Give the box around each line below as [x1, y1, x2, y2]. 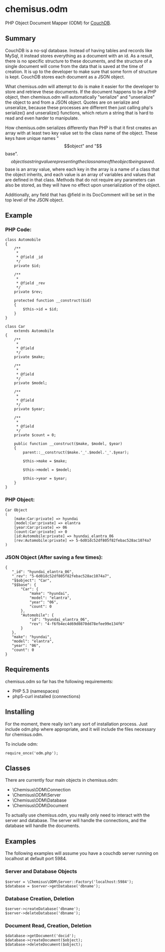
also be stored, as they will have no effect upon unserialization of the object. [5, 182, 161, 188]
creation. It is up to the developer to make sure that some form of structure [5, 68, 157, 74]
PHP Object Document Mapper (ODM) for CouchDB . [5, 20, 112, 26]
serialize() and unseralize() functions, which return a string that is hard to [5, 110, 154, 116]
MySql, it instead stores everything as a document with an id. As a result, [5, 53, 154, 59]
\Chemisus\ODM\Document [12, 803, 69, 809]
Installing [5, 708, 35, 716]
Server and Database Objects [5, 868, 78, 875]
